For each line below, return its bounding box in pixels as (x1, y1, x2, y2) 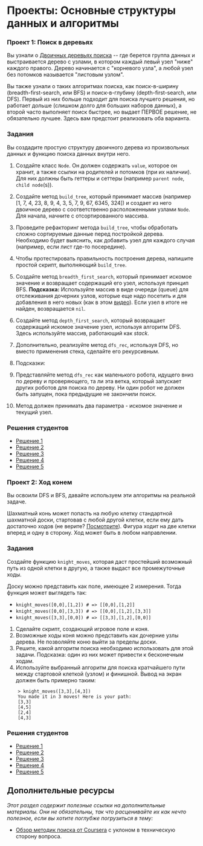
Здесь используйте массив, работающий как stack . (15, 329, 150, 337)
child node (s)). (15, 181, 54, 188)
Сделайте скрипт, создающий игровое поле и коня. (15, 625, 149, 632)
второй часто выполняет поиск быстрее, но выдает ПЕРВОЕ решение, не (7, 108, 197, 115)
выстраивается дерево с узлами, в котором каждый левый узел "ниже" (7, 58, 193, 65)
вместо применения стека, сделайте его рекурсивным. (15, 347, 159, 355)
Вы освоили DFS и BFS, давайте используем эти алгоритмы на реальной (7, 492, 196, 499)
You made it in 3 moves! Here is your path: (18, 693, 132, 700)
